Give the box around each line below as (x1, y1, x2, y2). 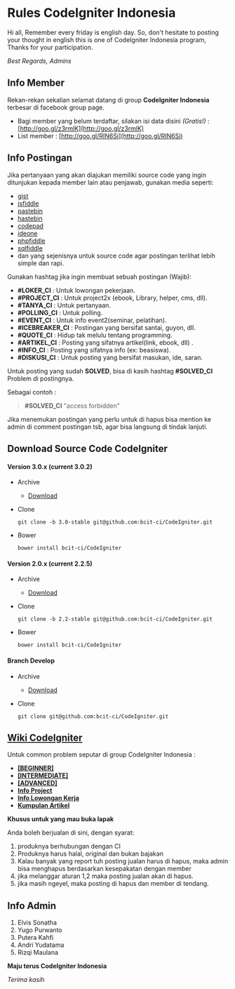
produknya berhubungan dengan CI (17, 842, 121, 851)
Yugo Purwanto (17, 926, 62, 934)
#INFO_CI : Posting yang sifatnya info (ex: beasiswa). (17, 345, 171, 354)
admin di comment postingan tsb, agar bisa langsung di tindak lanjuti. (7, 423, 208, 431)
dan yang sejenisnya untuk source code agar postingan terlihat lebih (17, 251, 216, 260)
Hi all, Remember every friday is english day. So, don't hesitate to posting (7, 28, 220, 36)
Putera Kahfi (17, 934, 54, 942)
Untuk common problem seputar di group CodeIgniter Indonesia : (7, 750, 196, 759)
